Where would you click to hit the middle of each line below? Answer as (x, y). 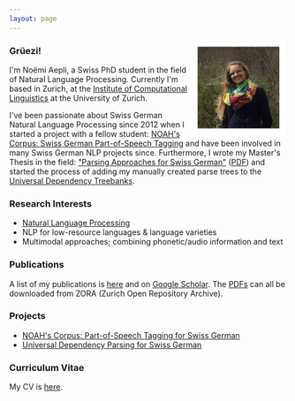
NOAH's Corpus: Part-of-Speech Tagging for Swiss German (131, 335)
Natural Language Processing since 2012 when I (97, 125)
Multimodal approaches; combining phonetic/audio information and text (152, 242)
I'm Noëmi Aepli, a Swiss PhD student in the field (98, 70)
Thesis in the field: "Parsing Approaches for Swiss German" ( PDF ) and (137, 162)
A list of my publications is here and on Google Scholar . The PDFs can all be (147, 284)
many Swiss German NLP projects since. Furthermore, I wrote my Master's (145, 152)
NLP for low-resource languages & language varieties (119, 232)
